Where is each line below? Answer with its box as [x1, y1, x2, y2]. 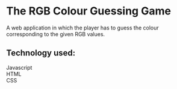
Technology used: [6, 48, 76, 58]
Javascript [6, 64, 33, 71]
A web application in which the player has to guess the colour [6, 24, 159, 31]
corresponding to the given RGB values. [6, 30, 105, 37]
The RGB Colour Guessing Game [6, 4, 172, 18]
